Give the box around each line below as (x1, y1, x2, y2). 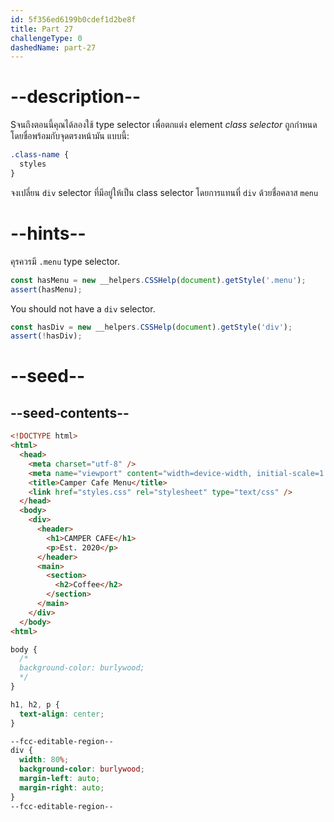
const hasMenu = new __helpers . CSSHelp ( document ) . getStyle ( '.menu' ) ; (10, 275, 307, 285)
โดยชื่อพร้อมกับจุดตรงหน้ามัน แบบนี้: (10, 130, 130, 142)
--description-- (10, 86, 142, 108)
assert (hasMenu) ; (10, 284, 83, 295)
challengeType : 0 (10, 33, 83, 43)
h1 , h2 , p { (10, 699, 60, 710)
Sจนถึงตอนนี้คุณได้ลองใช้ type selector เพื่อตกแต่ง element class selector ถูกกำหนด (10, 119, 318, 131)
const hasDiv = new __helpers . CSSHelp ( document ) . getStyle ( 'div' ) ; (10, 322, 293, 332)
